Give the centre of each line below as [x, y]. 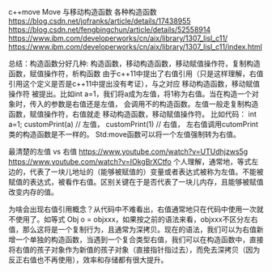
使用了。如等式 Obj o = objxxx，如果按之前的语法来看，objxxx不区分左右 [136, 219]
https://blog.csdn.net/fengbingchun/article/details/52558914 [110, 30]
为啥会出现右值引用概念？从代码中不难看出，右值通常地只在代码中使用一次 [132, 209]
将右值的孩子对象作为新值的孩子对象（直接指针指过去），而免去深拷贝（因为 [134, 250]
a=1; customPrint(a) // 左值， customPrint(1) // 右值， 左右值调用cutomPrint [134, 124]
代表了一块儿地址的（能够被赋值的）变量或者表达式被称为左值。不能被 [147, 172]
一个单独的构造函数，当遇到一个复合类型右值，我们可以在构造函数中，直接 [139, 240]
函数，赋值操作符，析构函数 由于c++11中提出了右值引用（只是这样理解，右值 [136, 74]
